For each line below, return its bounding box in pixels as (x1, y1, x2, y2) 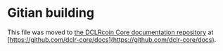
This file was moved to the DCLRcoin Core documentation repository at (7, 28, 214, 36)
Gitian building (7, 5, 95, 21)
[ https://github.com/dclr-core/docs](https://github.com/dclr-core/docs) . (7, 35, 217, 43)
